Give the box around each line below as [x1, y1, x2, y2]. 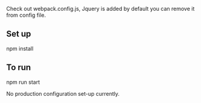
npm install [6, 45, 34, 52]
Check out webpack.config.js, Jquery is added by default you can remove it [6, 5, 195, 12]
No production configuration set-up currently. [6, 90, 120, 97]
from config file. [6, 11, 46, 19]
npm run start [6, 78, 40, 86]
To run [6, 63, 31, 73]
